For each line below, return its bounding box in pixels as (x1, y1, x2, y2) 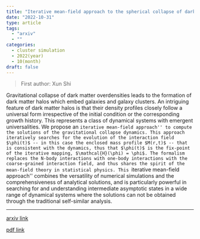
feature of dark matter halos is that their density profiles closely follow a (6, 105, 183, 112)
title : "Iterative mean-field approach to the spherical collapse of (6, 8, 183, 15)
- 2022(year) (11, 53, 44, 59)
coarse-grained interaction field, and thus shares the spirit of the (6, 161, 185, 167)
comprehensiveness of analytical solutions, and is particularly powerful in (6, 179, 187, 186)
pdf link (6, 227, 25, 234)
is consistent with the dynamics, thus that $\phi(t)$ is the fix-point (6, 145, 190, 152)
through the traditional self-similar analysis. (6, 197, 112, 205)
